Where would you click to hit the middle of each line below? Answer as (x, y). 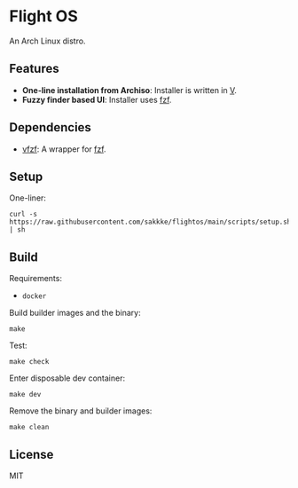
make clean (29, 428)
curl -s (24, 215)
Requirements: (35, 279)
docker (34, 296)
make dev (25, 395)
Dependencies (50, 127)
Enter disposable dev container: (67, 378)
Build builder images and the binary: (75, 313)
